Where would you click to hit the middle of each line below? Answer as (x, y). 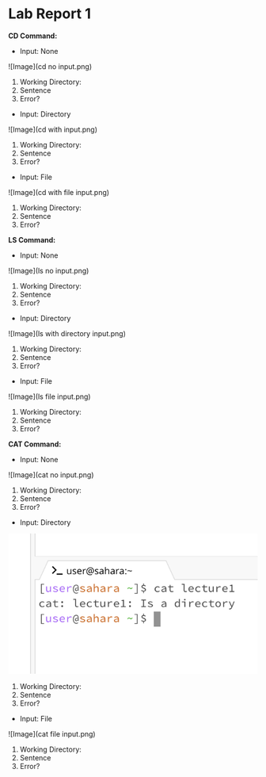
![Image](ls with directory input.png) (67, 333)
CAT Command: (35, 444)
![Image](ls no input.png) (49, 270)
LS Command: (32, 239)
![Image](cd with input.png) (53, 129)
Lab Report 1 (49, 14)
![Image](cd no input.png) (50, 66)
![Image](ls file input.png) (49, 396)
